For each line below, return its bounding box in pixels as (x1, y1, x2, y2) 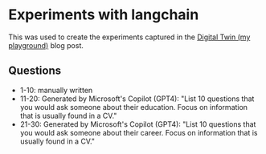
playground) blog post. (8, 40, 84, 50)
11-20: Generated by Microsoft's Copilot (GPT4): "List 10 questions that (19, 94, 255, 103)
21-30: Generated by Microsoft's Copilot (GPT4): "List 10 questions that (19, 119, 256, 129)
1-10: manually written (19, 85, 93, 95)
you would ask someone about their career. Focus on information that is (19, 128, 258, 137)
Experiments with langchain (8, 6, 199, 24)
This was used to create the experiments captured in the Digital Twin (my (8, 32, 251, 42)
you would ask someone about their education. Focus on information (19, 102, 248, 111)
